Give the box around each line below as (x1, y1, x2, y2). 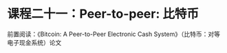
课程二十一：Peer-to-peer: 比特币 (7, 6, 199, 22)
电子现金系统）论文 (7, 38, 62, 46)
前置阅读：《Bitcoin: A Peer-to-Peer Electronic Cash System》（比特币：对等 (7, 30, 221, 38)
